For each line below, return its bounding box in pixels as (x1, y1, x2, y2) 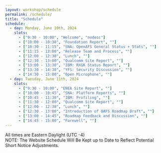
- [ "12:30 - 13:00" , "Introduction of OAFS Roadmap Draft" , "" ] (18, 109, 155, 114)
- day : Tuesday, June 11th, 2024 (9, 76, 79, 81)
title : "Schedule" (5, 16, 43, 21)
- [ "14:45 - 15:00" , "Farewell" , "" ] (18, 118, 97, 123)
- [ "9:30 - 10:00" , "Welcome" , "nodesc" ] (18, 35, 106, 40)
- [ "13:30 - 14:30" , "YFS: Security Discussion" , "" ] (18, 68, 133, 73)
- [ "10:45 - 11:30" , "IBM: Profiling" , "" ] (18, 95, 110, 100)
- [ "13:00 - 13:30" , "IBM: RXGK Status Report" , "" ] (18, 63, 130, 68)
